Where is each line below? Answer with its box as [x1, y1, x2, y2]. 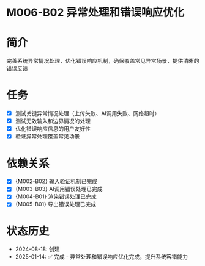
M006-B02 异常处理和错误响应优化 [6, 5, 185, 20]
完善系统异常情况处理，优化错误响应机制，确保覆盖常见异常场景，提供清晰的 [6, 57, 199, 65]
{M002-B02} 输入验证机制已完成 [15, 178, 98, 185]
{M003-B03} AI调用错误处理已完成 [15, 185, 103, 193]
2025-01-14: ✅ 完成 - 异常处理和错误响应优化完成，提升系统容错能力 [15, 253, 188, 261]
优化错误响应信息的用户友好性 [15, 125, 91, 132]
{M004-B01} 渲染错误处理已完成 [15, 193, 97, 200]
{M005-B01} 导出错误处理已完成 [15, 201, 97, 208]
